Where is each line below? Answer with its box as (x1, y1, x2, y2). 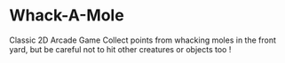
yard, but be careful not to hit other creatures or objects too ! (9, 43, 232, 54)
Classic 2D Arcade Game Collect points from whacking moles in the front (9, 35, 277, 45)
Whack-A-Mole (9, 5, 124, 26)
